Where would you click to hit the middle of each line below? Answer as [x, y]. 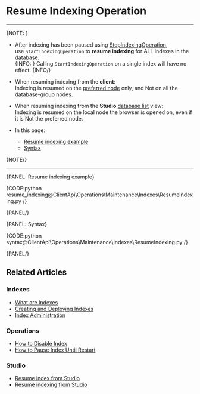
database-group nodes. [44, 94]
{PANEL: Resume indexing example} [50, 177]
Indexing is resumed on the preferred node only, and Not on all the [96, 88]
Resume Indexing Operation [76, 11]
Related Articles [37, 273]
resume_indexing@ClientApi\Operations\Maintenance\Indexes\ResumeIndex [100, 195]
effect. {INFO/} [33, 70]
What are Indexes [36, 302]
